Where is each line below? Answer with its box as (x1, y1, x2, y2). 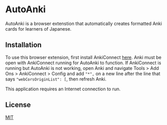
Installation (5, 41, 42, 49)
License (5, 101, 31, 109)
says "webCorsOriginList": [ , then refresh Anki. (5, 76, 107, 82)
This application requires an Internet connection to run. (5, 86, 121, 92)
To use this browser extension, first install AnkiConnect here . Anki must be (5, 54, 162, 60)
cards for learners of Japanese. (5, 26, 72, 32)
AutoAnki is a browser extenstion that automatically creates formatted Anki (5, 20, 162, 27)
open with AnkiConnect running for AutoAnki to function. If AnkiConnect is (5, 60, 161, 66)
